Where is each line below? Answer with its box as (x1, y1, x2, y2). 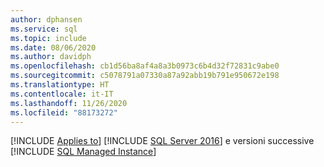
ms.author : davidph (10, 52, 92, 62)
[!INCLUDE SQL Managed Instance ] (10, 146, 157, 158)
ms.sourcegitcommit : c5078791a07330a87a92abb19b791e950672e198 (10, 71, 280, 81)
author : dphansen (10, 14, 83, 25)
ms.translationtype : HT (10, 80, 110, 90)
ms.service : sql (10, 24, 78, 34)
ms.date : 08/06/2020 (10, 42, 97, 53)
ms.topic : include (10, 33, 87, 43)
